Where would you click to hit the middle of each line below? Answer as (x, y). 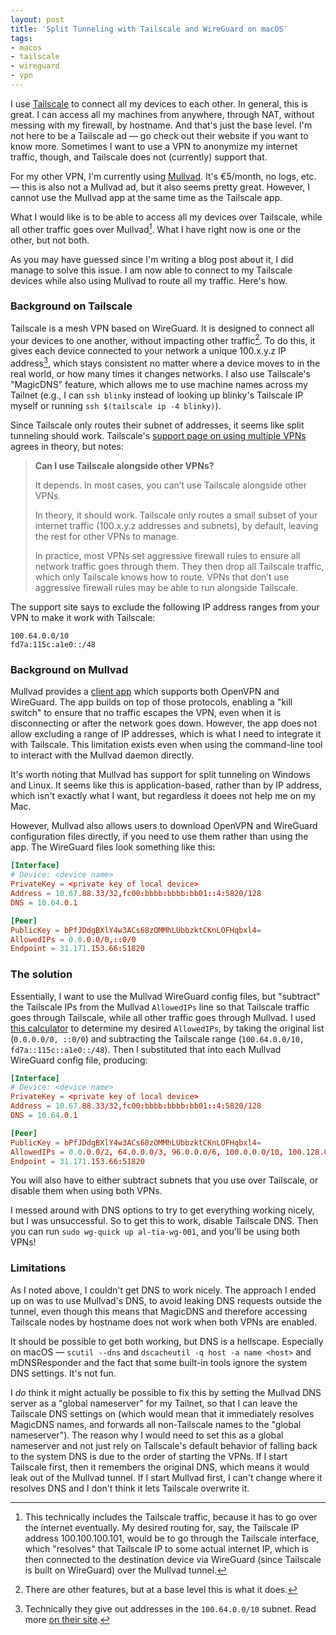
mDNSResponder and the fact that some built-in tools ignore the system (159, 1362)
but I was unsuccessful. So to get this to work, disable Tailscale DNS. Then (164, 1221)
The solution (41, 974)
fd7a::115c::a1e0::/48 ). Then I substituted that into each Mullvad (146, 1049)
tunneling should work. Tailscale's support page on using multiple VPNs (158, 436)
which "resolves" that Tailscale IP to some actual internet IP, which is (166, 1548)
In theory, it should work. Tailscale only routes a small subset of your (176, 515)
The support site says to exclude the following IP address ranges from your (165, 607)
